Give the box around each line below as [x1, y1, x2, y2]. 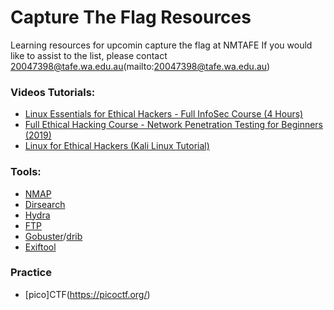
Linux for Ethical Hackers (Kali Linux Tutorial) [24, 140, 210, 152]
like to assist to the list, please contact [10, 49, 168, 61]
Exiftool [24, 241, 57, 253]
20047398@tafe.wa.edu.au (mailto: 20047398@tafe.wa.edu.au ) [10, 60, 271, 72]
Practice [10, 266, 52, 280]
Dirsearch [24, 198, 66, 210]
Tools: [10, 165, 42, 179]
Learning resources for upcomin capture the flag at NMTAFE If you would [10, 39, 313, 51]
